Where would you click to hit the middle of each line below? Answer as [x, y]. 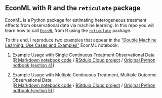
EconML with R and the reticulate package [73, 8]
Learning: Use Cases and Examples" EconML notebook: [62, 45]
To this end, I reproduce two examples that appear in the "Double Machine [81, 40]
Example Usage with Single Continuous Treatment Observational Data [83, 55]
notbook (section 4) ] [33, 65]
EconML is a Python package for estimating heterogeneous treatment [76, 20]
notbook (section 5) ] [33, 90]
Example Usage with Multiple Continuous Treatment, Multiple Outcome [84, 75]
